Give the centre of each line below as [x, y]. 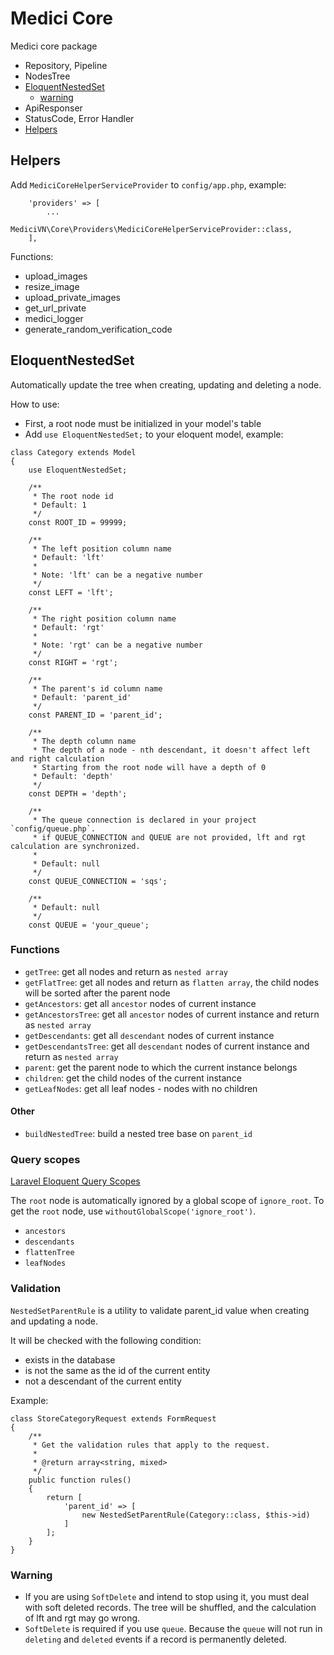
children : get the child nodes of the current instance [133, 1078]
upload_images [56, 276]
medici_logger [54, 318]
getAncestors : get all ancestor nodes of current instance [140, 1003]
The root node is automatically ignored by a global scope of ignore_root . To [167, 1201]
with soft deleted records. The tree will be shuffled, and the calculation [170, 1607]
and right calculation [57, 758]
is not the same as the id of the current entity [117, 1370]
